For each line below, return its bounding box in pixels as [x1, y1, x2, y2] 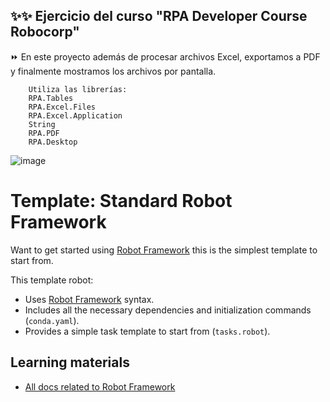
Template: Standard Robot [10, 190, 233, 212]
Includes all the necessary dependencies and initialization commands [24, 304, 312, 316]
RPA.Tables [28, 93, 74, 103]
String [28, 119, 56, 129]
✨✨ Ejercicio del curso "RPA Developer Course [10, 8, 308, 25]
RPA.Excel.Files [28, 102, 97, 112]
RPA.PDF [28, 128, 60, 138]
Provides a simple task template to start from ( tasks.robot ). [24, 325, 271, 337]
